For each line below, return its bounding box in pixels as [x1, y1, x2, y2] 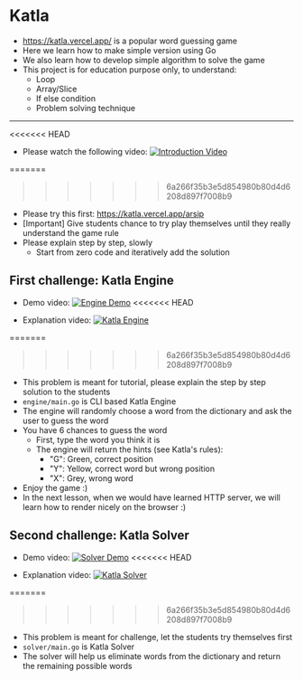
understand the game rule [22, 227, 119, 238]
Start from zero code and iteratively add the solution [35, 246, 230, 258]
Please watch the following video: [22, 146, 148, 156]
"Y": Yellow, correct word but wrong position [49, 463, 215, 474]
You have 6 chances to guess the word [22, 424, 168, 435]
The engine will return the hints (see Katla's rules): [35, 444, 224, 455]
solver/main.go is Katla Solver [22, 641, 135, 652]
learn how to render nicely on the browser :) [22, 501, 187, 512]
